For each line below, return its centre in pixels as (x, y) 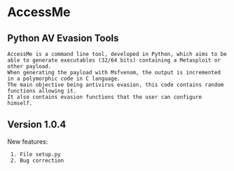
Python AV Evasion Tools (63, 38)
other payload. (29, 67)
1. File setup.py (35, 154)
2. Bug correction (37, 160)
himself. (20, 103)
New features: (28, 142)
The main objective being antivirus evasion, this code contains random (116, 85)
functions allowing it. (42, 91)
